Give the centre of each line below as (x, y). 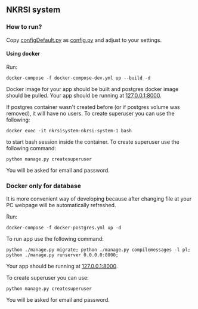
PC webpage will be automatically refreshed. (61, 205)
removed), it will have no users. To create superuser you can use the (90, 113)
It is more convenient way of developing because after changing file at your (99, 199)
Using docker (23, 54)
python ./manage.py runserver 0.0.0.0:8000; (62, 255)
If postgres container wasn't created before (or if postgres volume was (93, 107)
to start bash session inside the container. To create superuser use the (93, 142)
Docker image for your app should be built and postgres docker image (92, 89)
